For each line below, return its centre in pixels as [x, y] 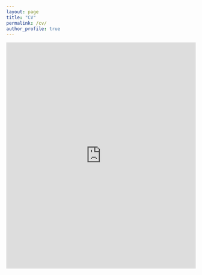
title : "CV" [21, 17]
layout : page [23, 12]
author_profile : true [33, 29]
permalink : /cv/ [26, 23]
